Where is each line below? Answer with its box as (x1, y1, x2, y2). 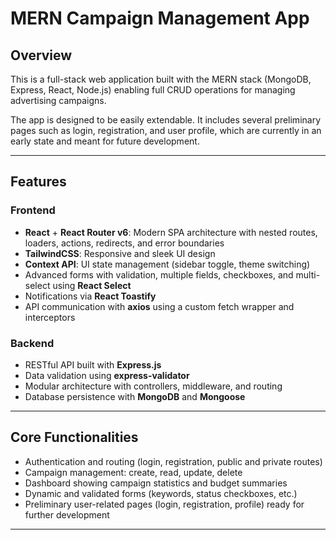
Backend (10, 336, 55, 350)
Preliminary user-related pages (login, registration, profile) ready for (24, 498, 305, 510)
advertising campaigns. (10, 95, 107, 106)
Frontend (10, 203, 56, 217)
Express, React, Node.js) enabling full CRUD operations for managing (10, 84, 296, 96)
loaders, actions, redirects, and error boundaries (24, 237, 225, 249)
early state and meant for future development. (10, 135, 200, 147)
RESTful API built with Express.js (24, 358, 162, 371)
